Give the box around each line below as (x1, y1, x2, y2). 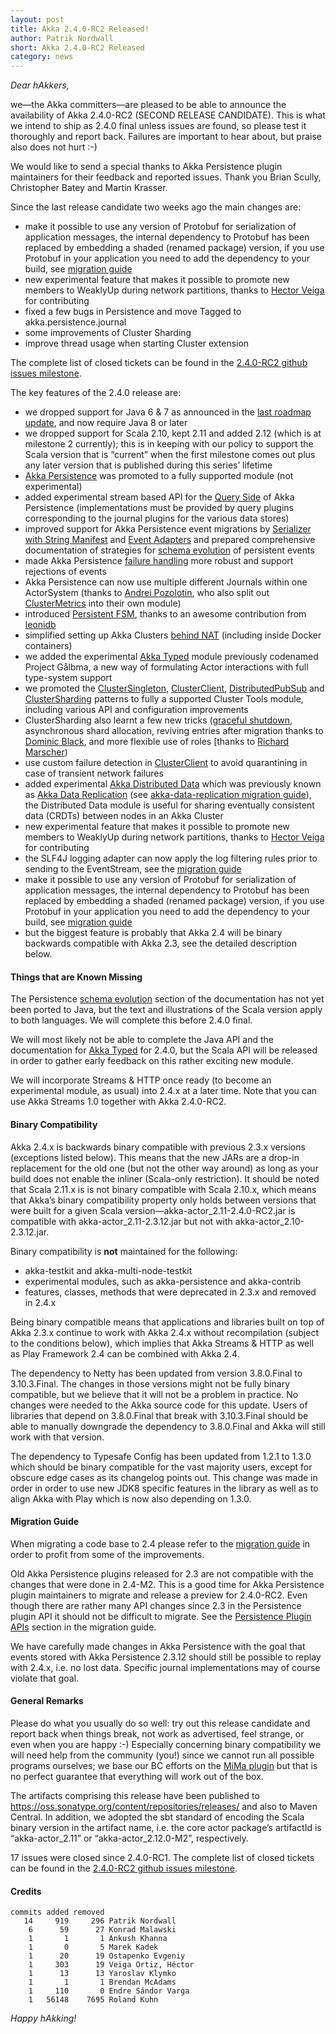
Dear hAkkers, (10, 79, 70, 91)
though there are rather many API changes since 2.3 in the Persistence (10, 1599, 302, 1611)
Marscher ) (24, 746, 68, 758)
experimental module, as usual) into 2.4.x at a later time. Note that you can (10, 1085, 318, 1097)
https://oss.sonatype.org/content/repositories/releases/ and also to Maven (10, 1800, 318, 1812)
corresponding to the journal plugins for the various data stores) (24, 512, 290, 525)
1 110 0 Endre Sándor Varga (28, 1986, 190, 1996)
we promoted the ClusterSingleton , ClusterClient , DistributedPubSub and (24, 682, 325, 695)
